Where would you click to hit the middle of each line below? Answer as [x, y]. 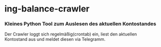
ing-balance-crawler [47, 9]
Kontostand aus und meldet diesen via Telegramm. [55, 39]
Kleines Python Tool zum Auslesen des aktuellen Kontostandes [80, 24]
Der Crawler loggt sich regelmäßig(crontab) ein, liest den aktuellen [71, 34]
